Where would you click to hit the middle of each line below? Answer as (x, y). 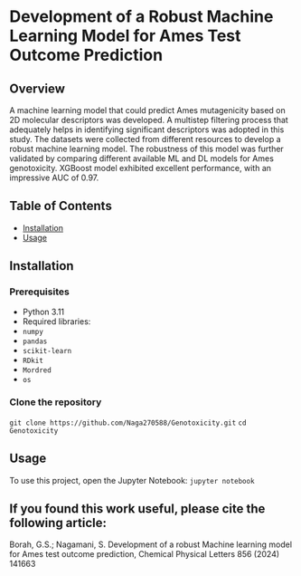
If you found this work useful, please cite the (137, 509)
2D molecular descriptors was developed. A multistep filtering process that (149, 120)
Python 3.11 (43, 312)
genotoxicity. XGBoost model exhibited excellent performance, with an (141, 168)
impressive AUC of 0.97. (54, 178)
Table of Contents (61, 206)
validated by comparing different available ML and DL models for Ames (141, 158)
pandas (35, 341)
